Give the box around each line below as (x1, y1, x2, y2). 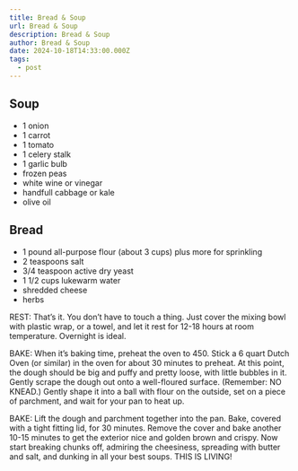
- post (17, 64, 42, 73)
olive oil (22, 196, 51, 207)
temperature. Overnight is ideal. (9, 330, 127, 341)
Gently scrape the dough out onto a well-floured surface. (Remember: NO (9, 376, 282, 387)
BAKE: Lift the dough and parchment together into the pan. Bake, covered (9, 413, 282, 423)
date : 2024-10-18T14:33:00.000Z (9, 47, 130, 56)
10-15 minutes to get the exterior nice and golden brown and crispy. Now (9, 432, 278, 442)
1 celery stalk (22, 149, 72, 160)
